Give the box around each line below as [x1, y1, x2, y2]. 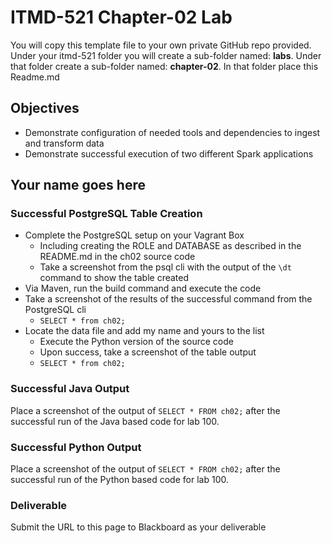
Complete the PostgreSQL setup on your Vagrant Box [24, 229, 245, 241]
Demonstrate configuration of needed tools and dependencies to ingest [24, 126, 321, 138]
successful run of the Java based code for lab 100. [10, 415, 220, 427]
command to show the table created [39, 272, 190, 284]
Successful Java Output [10, 382, 130, 396]
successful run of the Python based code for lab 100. [10, 474, 229, 486]
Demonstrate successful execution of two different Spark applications [24, 147, 314, 160]
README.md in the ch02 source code [39, 251, 196, 263]
